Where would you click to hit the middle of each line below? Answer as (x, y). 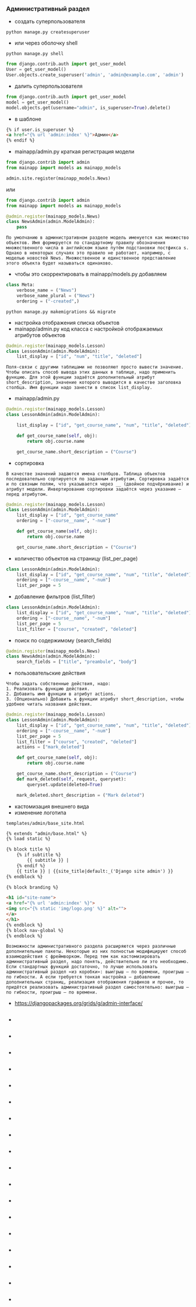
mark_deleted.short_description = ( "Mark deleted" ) (80, 795)
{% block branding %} (32, 887)
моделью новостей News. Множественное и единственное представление (91, 258)
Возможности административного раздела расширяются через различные (91, 947)
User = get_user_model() (36, 70)
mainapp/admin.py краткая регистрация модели (74, 152)
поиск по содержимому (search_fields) (63, 640)
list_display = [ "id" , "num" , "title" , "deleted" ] (79, 357)
